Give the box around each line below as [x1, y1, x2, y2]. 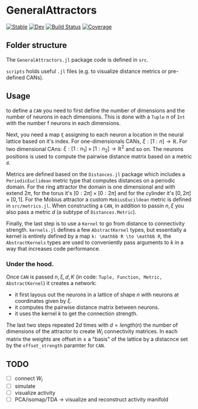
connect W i [14, 375, 43, 383]
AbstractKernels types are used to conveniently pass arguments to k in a [6, 239, 184, 246]
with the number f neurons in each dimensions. [6, 119, 121, 126]
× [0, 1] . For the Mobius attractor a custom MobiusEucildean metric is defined [6, 196, 192, 203]
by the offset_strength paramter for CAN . [6, 342, 106, 349]
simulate [14, 382, 35, 389]
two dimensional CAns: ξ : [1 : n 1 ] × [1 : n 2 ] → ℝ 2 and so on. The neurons [6, 144, 184, 154]
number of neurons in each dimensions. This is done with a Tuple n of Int [6, 113, 185, 120]
